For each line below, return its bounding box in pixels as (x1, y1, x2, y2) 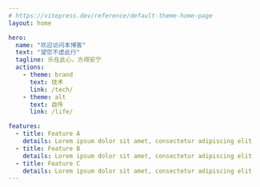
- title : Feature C (15, 159, 81, 168)
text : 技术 (29, 78, 64, 86)
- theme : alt (22, 93, 66, 101)
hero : (8, 34, 26, 42)
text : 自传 (29, 101, 64, 109)
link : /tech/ (29, 86, 74, 93)
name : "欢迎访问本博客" (15, 41, 86, 49)
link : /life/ (29, 108, 74, 116)
